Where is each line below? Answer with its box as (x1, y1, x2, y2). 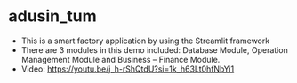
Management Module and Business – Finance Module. (20, 54, 221, 64)
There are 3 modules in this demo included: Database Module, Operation (20, 44, 288, 55)
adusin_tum (8, 6, 97, 26)
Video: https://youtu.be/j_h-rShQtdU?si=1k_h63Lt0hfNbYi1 (20, 64, 235, 74)
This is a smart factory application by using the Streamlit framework (20, 35, 270, 46)
